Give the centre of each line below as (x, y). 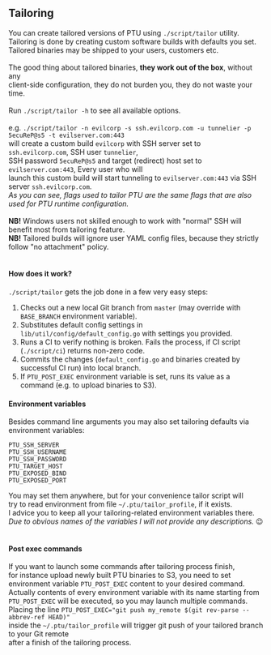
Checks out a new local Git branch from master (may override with (130, 308)
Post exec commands (45, 548)
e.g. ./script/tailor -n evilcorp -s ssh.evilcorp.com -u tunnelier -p (130, 127)
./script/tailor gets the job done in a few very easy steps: (108, 292)
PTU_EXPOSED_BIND (38, 473)
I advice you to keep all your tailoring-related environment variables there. (131, 513)
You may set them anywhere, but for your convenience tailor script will (126, 496)
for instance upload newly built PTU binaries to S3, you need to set (120, 576)
